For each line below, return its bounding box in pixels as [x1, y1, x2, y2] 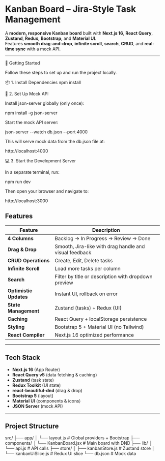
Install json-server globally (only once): [5, 100, 84, 106]
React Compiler [7, 331, 45, 338]
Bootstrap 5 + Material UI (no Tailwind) [55, 323, 144, 330]
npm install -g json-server [5, 110, 58, 116]
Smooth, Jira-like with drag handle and [55, 243, 145, 249]
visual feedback [55, 249, 92, 256]
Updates [7, 293, 28, 300]
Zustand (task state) [12, 377, 54, 383]
